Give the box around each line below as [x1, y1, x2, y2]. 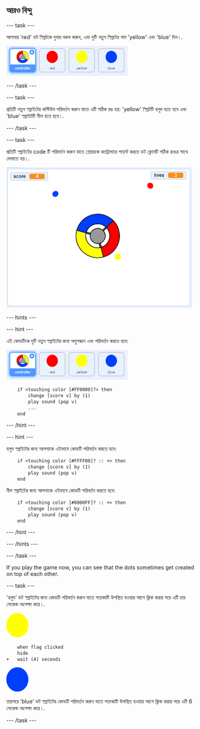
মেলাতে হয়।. [6, 155, 30, 162]
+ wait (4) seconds [6, 656, 61, 662]
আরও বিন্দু [6, 5, 32, 16]
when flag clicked [17, 644, 64, 650]
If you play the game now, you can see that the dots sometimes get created [6, 563, 195, 571]
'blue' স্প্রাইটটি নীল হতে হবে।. [6, 112, 64, 120]
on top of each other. [6, 570, 59, 577]
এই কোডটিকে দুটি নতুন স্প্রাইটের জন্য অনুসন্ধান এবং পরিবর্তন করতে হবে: [6, 337, 128, 344]
